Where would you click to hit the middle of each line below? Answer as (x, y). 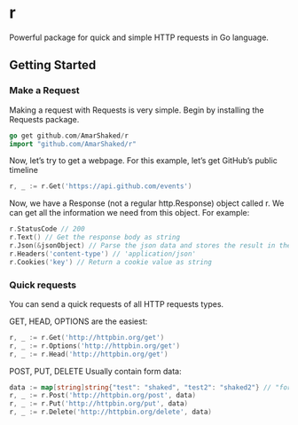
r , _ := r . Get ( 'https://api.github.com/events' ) (101, 186)
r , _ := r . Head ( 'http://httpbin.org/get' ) (89, 354)
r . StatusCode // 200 (47, 229)
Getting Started (53, 65)
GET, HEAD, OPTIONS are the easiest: (78, 321)
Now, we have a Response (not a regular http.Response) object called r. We (147, 203)
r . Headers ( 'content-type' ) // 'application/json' (103, 254)
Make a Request (44, 91)
